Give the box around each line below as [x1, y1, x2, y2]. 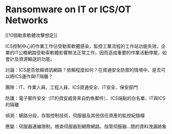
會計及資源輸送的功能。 [5, 55, 55, 62]
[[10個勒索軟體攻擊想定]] [5, 32, 58, 38]
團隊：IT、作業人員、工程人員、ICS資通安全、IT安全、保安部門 [5, 84, 138, 90]
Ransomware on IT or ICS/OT [5, 4, 131, 15]
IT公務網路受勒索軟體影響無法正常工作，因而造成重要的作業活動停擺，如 [14, 49, 167, 55]
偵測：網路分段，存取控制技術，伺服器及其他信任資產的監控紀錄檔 [5, 112, 145, 119]
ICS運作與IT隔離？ [14, 73, 53, 79]
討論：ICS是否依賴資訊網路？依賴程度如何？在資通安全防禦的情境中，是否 [5, 67, 161, 73]
